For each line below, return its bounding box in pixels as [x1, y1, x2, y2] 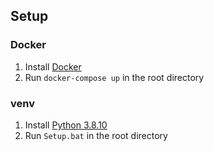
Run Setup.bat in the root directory [24, 129, 168, 141]
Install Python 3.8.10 [24, 119, 108, 131]
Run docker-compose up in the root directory [24, 71, 205, 83]
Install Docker [24, 60, 82, 73]
